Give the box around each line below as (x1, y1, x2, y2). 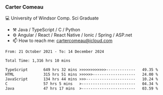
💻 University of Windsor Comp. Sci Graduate (5, 15, 99, 21)
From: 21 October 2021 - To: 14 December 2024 (5, 49, 104, 54)
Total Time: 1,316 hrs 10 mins (5, 58, 71, 63)
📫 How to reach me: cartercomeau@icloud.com (12, 37, 113, 43)
